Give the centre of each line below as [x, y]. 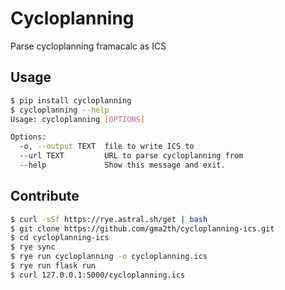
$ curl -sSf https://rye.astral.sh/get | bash [109, 219]
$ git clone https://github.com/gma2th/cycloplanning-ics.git [142, 228]
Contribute [45, 196]
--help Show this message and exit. [122, 165]
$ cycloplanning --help [60, 110]
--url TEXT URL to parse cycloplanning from [131, 156]
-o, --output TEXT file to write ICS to [107, 147]
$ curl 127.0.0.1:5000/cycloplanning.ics [98, 275]
